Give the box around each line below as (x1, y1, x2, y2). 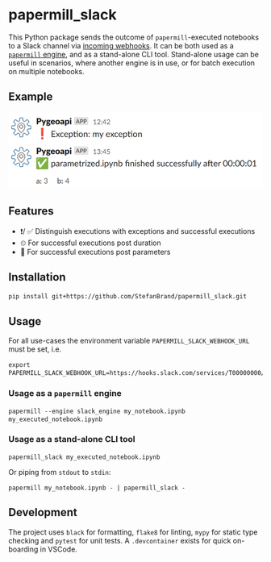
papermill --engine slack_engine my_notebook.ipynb (8, 407, 186, 415)
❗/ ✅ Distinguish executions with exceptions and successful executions (19, 226, 256, 235)
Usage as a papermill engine (8, 388, 123, 399)
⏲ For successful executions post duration (19, 238, 161, 248)
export (8, 361, 31, 369)
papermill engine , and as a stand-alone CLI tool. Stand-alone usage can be (8, 49, 260, 59)
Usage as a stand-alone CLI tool (8, 434, 135, 445)
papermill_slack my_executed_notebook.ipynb (8, 453, 161, 461)
